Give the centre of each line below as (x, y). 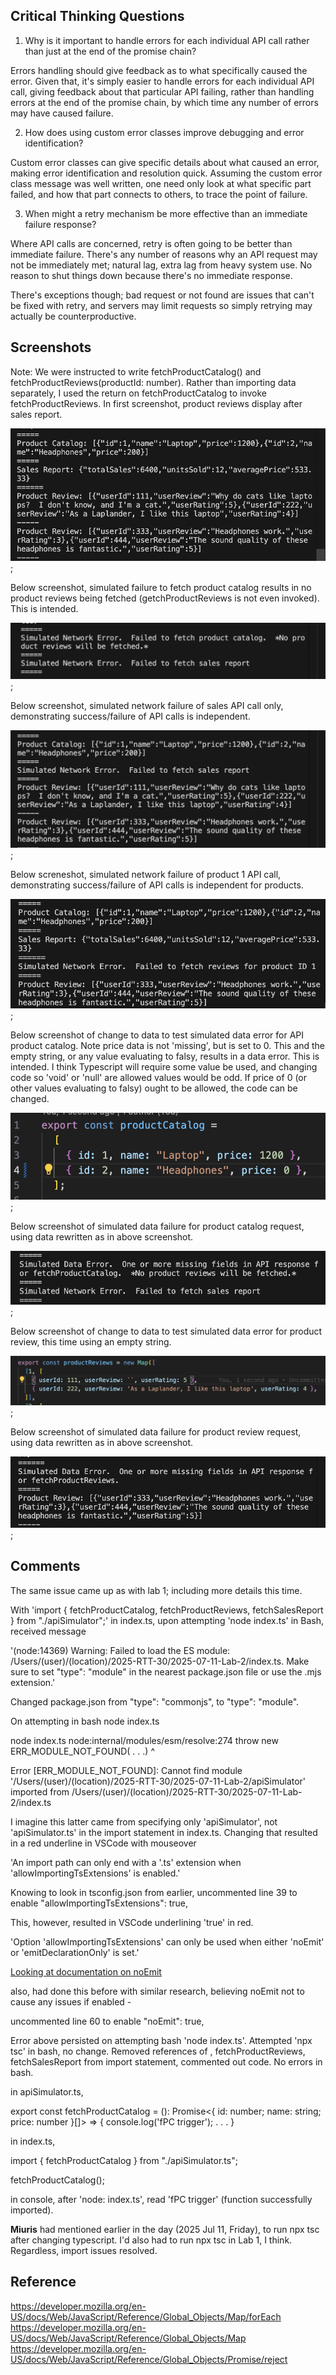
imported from (40, 1791)
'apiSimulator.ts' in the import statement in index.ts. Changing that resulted (164, 1832)
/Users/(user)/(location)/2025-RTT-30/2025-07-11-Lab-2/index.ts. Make (160, 1661)
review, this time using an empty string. (91, 1342)
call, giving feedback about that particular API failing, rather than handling (162, 91)
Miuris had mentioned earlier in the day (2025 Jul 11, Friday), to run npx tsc (165, 2229)
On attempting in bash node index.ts (85, 1721)
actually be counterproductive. (73, 316)
